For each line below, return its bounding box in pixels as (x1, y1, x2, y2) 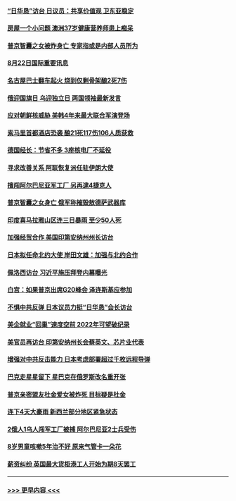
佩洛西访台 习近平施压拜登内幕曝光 (7, 268, 107, 276)
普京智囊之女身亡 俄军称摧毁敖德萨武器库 (7, 198, 126, 207)
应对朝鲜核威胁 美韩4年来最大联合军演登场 (7, 111, 130, 120)
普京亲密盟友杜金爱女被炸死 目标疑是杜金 (7, 390, 126, 398)
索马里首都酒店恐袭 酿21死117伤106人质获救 (7, 128, 133, 137)
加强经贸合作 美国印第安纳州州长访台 (7, 233, 114, 242)
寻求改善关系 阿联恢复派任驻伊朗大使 (7, 163, 114, 172)
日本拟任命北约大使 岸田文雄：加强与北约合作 (7, 250, 138, 259)
